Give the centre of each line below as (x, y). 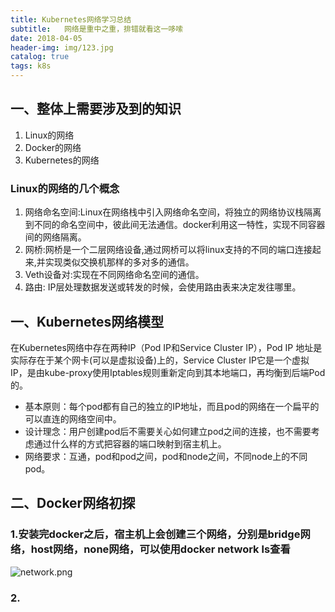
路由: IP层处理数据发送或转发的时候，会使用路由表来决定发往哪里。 (163, 287)
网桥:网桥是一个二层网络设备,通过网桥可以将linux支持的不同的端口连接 (168, 250)
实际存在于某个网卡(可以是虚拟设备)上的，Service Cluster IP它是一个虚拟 (160, 360)
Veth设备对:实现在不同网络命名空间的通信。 (114, 275)
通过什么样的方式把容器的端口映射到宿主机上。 (130, 443)
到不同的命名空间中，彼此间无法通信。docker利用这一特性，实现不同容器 (175, 225)
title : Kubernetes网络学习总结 (71, 19)
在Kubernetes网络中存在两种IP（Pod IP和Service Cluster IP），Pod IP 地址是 (166, 347)
